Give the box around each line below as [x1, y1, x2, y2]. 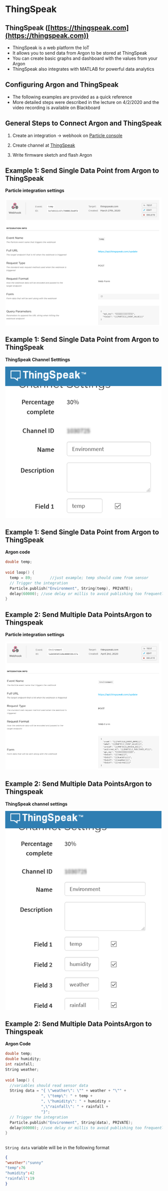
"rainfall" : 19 [5, 1176, 35, 1181]
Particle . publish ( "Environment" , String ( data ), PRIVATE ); [9, 1120, 133, 1125]
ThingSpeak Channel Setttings [5, 356, 70, 363]
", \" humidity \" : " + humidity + [40, 1099, 111, 1104]
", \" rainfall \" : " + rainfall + [40, 1104, 108, 1109]
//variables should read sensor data [9, 1083, 88, 1088]
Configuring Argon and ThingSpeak [5, 80, 119, 89]
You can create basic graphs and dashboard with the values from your [12, 55, 157, 61]
